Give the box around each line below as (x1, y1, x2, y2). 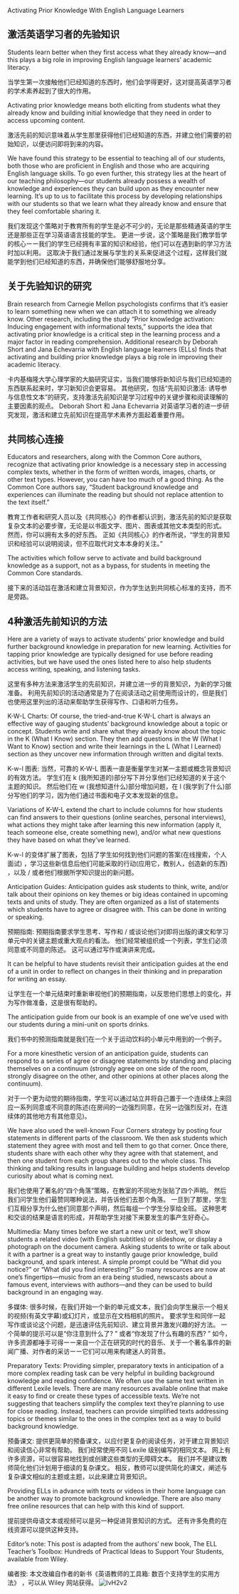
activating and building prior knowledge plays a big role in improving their (7, 352, 223, 361)
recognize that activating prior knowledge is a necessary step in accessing (7, 460, 227, 469)
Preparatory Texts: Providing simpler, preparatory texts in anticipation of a (7, 1362, 224, 1370)
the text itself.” (7, 498, 50, 507)
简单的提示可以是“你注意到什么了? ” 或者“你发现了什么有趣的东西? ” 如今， (13, 1330, 231, 1338)
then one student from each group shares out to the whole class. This (7, 1156, 212, 1165)
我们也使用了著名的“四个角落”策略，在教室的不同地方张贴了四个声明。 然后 (7, 1186, 227, 1195)
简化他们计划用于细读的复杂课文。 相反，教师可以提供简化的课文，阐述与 (13, 1464, 228, 1472)
